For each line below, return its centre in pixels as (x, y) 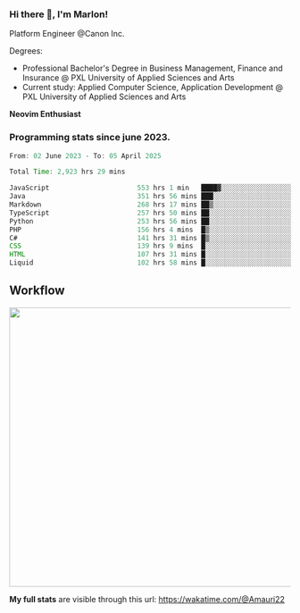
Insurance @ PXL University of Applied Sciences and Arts (128, 78)
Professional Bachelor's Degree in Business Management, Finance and (152, 68)
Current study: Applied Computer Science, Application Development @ (153, 88)
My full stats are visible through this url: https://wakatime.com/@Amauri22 (147, 599)
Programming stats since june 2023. (90, 138)
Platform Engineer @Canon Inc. (67, 34)
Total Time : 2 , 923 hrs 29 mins (67, 172)
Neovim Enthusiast (46, 114)
